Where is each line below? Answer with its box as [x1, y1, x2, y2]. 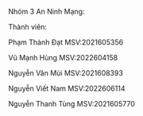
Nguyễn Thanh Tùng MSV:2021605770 [8, 99, 135, 108]
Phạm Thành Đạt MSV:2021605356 [8, 37, 124, 47]
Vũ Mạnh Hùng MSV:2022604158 [8, 53, 118, 62]
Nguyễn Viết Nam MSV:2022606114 [8, 83, 126, 93]
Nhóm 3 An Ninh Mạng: [8, 7, 85, 16]
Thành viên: [8, 22, 48, 31]
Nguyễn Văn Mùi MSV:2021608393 [8, 68, 123, 78]
